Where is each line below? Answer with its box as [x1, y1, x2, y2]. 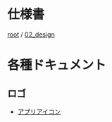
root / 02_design [7, 30, 55, 39]
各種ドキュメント [7, 57, 107, 73]
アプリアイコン [17, 107, 61, 116]
